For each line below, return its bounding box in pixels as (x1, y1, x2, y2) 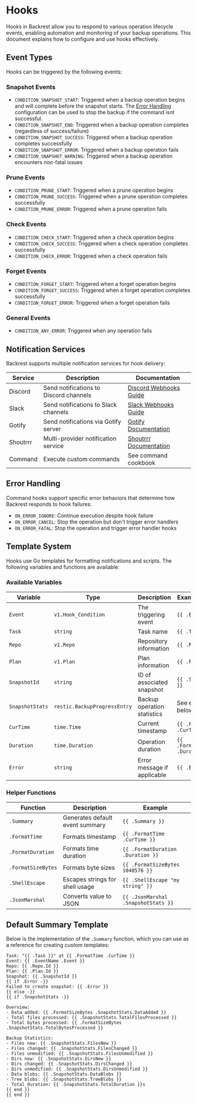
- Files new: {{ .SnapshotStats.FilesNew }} (6, 1041, 117, 1047)
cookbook (128, 459, 155, 467)
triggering (137, 610, 165, 618)
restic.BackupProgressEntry (53, 703, 133, 709)
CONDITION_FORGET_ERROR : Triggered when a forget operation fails (14, 299, 170, 306)
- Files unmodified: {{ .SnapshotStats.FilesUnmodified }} (6, 1051, 154, 1057)
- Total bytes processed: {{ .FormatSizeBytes (6, 1020, 122, 1026)
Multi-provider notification (43, 435, 117, 443)
